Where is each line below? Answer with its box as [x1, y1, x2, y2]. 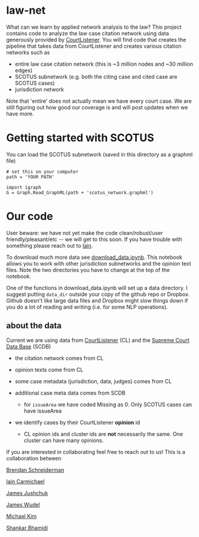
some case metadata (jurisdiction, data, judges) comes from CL [14, 377, 172, 385]
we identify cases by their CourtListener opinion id [14, 419, 140, 426]
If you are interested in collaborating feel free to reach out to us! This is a [6, 448, 185, 455]
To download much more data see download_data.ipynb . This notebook [6, 254, 182, 261]
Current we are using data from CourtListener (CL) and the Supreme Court [6, 336, 190, 344]
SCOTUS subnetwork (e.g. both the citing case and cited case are [14, 73, 177, 80]
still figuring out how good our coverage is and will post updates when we [6, 103, 188, 111]
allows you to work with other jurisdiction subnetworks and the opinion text [6, 260, 191, 267]
